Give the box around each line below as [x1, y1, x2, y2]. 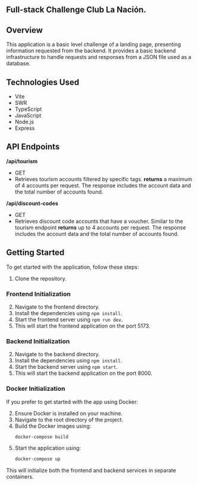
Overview [6, 25, 43, 35]
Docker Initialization [6, 384, 65, 393]
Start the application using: [14, 444, 81, 452]
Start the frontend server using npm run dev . [14, 316, 123, 323]
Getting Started [6, 247, 65, 258]
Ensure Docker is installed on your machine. [14, 409, 123, 416]
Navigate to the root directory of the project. [14, 416, 124, 423]
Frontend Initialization [6, 290, 71, 298]
